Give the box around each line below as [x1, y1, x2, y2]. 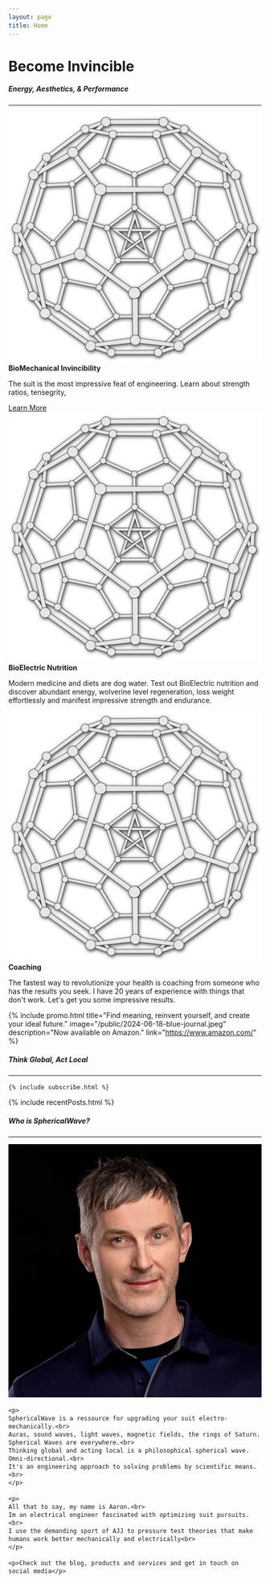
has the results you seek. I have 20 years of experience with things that [8, 986, 245, 996]
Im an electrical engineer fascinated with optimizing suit [8, 1511, 215, 1519]
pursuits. [216, 1511, 250, 1519]
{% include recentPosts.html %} [8, 1097, 115, 1107]
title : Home [8, 21, 48, 30]
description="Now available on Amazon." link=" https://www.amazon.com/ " [8, 1027, 257, 1037]
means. [235, 1462, 257, 1470]
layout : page [8, 13, 52, 21]
